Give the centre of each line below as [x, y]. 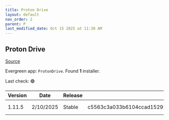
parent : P [16, 24]
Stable [71, 107]
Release [73, 95]
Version [17, 95]
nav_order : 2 [19, 19]
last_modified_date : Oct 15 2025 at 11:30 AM [54, 29]
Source [13, 61]
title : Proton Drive [27, 10]
